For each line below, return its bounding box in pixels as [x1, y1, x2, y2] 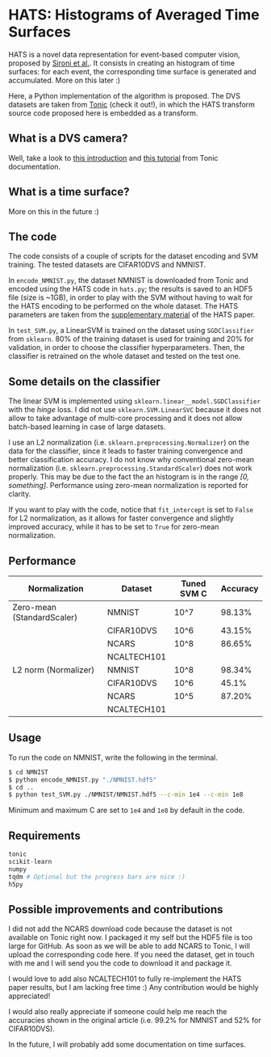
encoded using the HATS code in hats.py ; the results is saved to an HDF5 [8, 284, 252, 294]
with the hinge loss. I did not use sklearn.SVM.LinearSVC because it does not [8, 405, 262, 415]
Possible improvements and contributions [8, 903, 223, 916]
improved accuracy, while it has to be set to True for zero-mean [8, 522, 219, 532]
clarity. [8, 489, 31, 499]
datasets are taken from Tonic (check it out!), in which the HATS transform [8, 99, 256, 109]
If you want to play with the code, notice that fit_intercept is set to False [8, 505, 254, 515]
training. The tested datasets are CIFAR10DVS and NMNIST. [8, 260, 206, 270]
